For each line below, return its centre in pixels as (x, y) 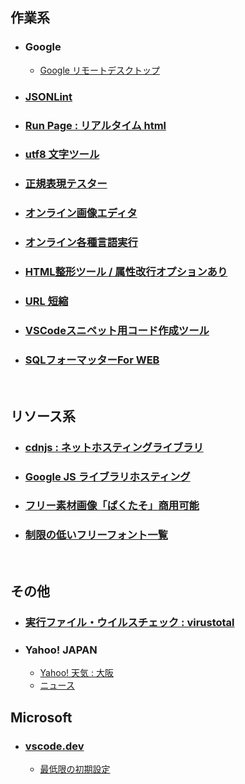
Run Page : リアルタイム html (95, 125)
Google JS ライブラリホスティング (107, 476)
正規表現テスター (66, 184)
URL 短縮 (46, 301)
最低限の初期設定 (75, 769)
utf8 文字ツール (62, 155)
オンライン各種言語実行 (81, 243)
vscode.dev (54, 746)
